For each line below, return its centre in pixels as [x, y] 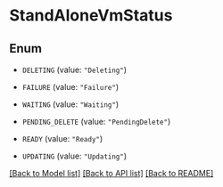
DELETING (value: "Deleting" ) [74, 69]
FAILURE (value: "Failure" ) [70, 87]
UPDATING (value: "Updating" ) [74, 156]
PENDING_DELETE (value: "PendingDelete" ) [96, 122]
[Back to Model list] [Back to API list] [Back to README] [111, 173]
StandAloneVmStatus [91, 16]
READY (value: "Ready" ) [62, 138]
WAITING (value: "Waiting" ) [70, 104]
